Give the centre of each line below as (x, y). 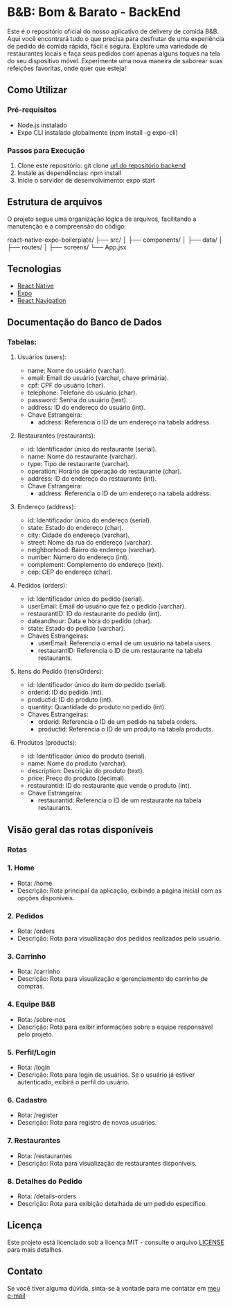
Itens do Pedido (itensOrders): (60, 672)
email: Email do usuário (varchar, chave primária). (98, 378)
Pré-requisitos (32, 110)
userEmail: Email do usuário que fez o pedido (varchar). (107, 606)
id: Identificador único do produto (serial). (87, 756)
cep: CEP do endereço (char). (70, 572)
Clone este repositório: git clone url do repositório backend (101, 165)
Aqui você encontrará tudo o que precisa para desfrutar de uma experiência (116, 38)
